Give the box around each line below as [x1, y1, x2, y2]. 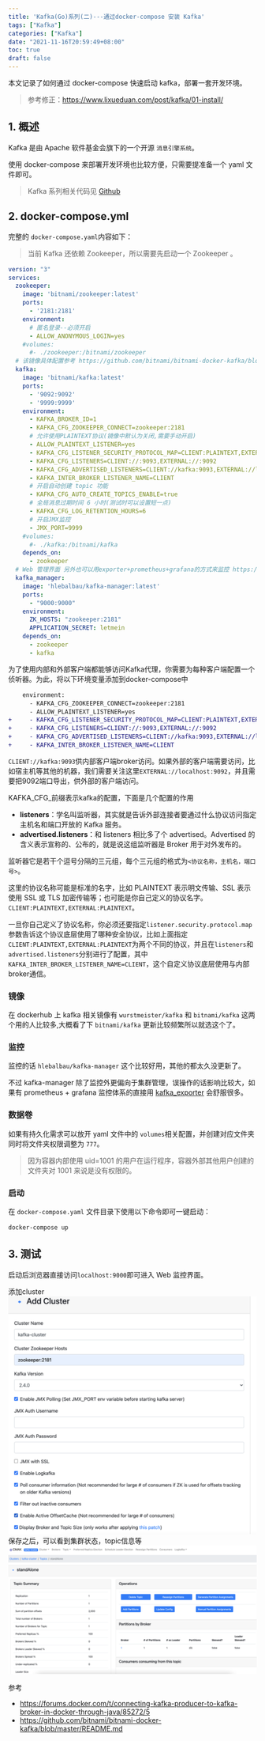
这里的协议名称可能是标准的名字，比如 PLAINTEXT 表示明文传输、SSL [8, 883, 236, 892]
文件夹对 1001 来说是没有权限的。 [27, 1165, 136, 1175]
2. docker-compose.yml [8, 210, 129, 223]
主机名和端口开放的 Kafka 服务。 [19, 819, 126, 829]
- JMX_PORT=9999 [28, 524, 83, 532]
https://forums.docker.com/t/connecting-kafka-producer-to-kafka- [19, 1698, 238, 1708]
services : [8, 274, 41, 282]
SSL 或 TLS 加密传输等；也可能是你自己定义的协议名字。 [23, 892, 207, 902]
